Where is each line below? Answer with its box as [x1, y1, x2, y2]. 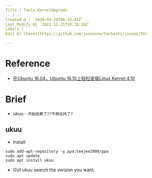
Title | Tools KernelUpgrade [5, 7, 68, 13]
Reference [5, 58, 50, 70]
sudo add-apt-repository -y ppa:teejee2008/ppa [5, 149, 109, 154]
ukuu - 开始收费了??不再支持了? [12, 110, 73, 117]
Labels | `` [5, 27, 31, 32]
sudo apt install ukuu [5, 158, 54, 163]
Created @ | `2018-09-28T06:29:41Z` [5, 17, 83, 22]
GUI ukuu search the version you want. [12, 167, 95, 173]
